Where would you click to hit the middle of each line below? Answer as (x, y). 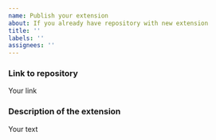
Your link (23, 91)
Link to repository (43, 74)
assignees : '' (32, 46)
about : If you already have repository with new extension (108, 23)
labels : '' (26, 38)
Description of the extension (65, 111)
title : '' (25, 30)
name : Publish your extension (59, 16)
